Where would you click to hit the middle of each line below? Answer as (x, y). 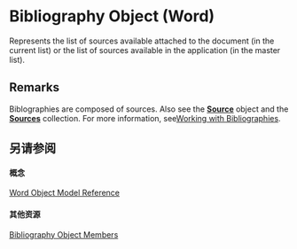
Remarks (35, 87)
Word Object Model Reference (65, 193)
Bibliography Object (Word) (112, 16)
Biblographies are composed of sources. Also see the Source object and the (149, 109)
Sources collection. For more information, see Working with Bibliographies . (145, 118)
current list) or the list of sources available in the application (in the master (145, 50)
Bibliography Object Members (64, 234)
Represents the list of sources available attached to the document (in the (142, 41)
